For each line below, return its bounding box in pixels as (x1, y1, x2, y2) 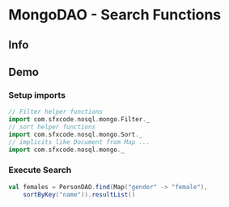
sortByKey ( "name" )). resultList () (23, 190, 136, 199)
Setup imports (8, 89, 66, 100)
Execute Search (8, 164, 72, 175)
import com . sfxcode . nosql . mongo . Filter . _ (8, 116, 151, 124)
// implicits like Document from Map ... (8, 137, 151, 146)
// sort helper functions (8, 123, 95, 131)
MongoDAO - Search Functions (8, 6, 222, 24)
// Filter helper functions (8, 108, 104, 116)
